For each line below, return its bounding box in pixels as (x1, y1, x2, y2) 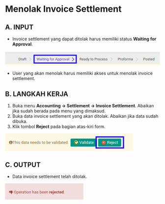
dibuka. (12, 119, 28, 125)
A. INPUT (5, 23, 33, 31)
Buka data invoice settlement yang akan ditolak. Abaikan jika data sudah (12, 113, 159, 119)
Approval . (12, 41, 33, 47)
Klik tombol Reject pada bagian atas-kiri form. (12, 124, 106, 129)
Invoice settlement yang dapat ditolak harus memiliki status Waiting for (12, 36, 157, 42)
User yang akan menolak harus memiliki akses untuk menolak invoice (12, 70, 153, 76)
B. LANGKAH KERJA (5, 90, 69, 98)
